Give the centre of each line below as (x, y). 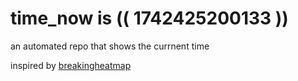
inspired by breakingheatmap (71, 65)
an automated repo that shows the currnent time (110, 46)
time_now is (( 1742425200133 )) (149, 18)
